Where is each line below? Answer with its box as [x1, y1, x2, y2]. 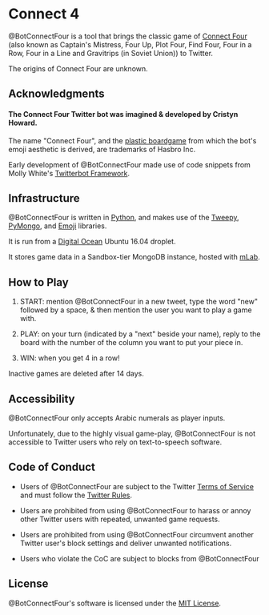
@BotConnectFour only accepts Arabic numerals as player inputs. [8, 413, 226, 423]
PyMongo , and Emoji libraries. [8, 221, 107, 231]
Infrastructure [8, 191, 80, 205]
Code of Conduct [8, 460, 96, 474]
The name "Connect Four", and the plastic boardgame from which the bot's [8, 135, 257, 145]
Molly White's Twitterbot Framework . [8, 168, 130, 178]
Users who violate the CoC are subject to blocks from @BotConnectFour [19, 553, 260, 563]
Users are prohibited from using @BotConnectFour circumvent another [19, 529, 255, 539]
